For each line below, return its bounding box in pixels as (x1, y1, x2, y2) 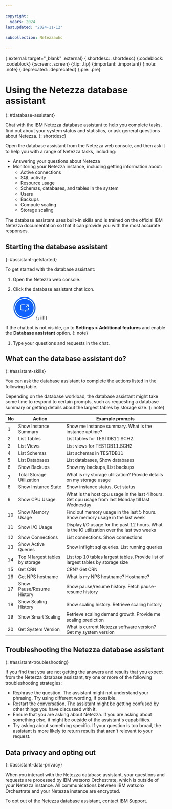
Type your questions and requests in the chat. (12, 339, 110, 346)
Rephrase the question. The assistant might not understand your (12, 690, 149, 696)
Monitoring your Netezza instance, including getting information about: (12, 163, 162, 169)
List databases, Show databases (66, 457, 135, 463)
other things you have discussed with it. (12, 706, 97, 712)
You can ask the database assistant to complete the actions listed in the (5, 378, 157, 384)
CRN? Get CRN (66, 566, 98, 572)
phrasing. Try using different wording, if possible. (12, 695, 117, 701)
